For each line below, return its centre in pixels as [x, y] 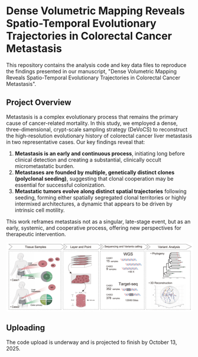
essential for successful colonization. [60, 185]
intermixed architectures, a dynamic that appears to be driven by [93, 204]
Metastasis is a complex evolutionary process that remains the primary [92, 117]
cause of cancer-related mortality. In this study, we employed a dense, [92, 123]
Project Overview [39, 103]
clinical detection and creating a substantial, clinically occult [88, 160]
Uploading [26, 328]
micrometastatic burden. [45, 166]
